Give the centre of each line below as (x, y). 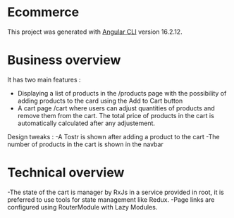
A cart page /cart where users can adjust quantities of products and (116, 108)
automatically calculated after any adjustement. (86, 123)
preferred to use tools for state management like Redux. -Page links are (111, 199)
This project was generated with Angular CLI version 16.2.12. (95, 32)
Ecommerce (43, 12)
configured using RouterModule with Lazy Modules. (82, 207)
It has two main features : (44, 79)
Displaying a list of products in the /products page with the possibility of (122, 93)
